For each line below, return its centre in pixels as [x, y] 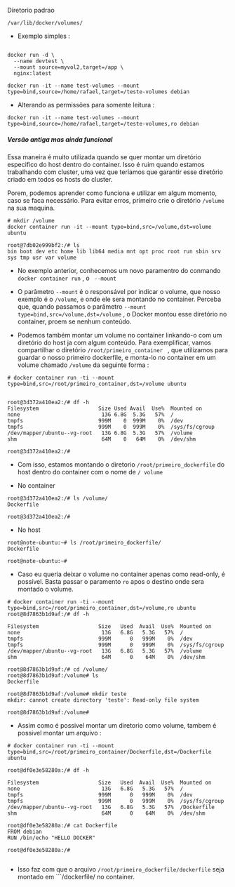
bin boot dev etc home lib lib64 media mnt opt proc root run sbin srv [114, 251]
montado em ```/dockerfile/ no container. [76, 876]
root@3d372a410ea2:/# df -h [48, 402]
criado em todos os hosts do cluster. [60, 179]
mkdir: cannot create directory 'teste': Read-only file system [103, 700]
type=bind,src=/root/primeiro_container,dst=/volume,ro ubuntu [102, 608]
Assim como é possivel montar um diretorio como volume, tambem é [117, 725]
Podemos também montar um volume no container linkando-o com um [120, 335]
